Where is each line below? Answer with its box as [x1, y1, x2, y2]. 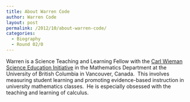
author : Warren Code [6, 14, 57, 20]
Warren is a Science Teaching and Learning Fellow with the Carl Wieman [6, 57, 183, 65]
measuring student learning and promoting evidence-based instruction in [6, 76, 184, 83]
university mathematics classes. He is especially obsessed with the [6, 83, 171, 90]
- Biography [11, 36, 41, 42]
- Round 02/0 [11, 42, 44, 48]
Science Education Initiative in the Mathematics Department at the [6, 64, 167, 71]
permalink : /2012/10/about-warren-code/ [6, 25, 107, 31]
